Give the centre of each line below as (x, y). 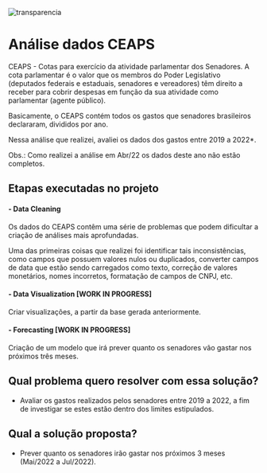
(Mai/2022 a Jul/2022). (58, 461)
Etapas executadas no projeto (83, 188)
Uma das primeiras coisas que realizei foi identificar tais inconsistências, (127, 250)
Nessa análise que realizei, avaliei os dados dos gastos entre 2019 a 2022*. (132, 139)
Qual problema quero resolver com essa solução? (133, 381)
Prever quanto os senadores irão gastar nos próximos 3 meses (122, 453)
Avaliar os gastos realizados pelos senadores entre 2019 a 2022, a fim (135, 400)
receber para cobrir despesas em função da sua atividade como (113, 92)
